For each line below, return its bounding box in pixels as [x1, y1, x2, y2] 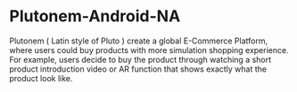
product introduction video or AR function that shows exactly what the [9, 64, 268, 74]
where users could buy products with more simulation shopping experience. [9, 44, 289, 55]
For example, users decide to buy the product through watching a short [9, 54, 272, 65]
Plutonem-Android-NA [9, 6, 181, 27]
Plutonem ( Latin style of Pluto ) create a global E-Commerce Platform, [9, 35, 268, 46]
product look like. [9, 73, 73, 83]
